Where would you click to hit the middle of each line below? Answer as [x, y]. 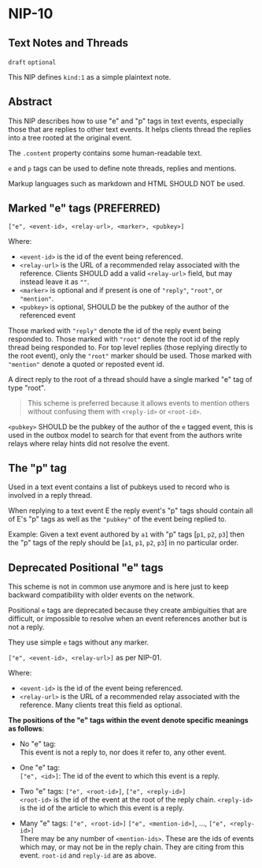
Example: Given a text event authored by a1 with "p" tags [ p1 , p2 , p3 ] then [127, 534]
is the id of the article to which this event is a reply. [102, 808]
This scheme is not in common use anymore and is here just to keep [119, 587]
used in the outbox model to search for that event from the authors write [125, 435]
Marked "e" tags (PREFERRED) [85, 209]
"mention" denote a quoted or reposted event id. [87, 364]
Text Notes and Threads [68, 43]
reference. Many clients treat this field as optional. [101, 705]
